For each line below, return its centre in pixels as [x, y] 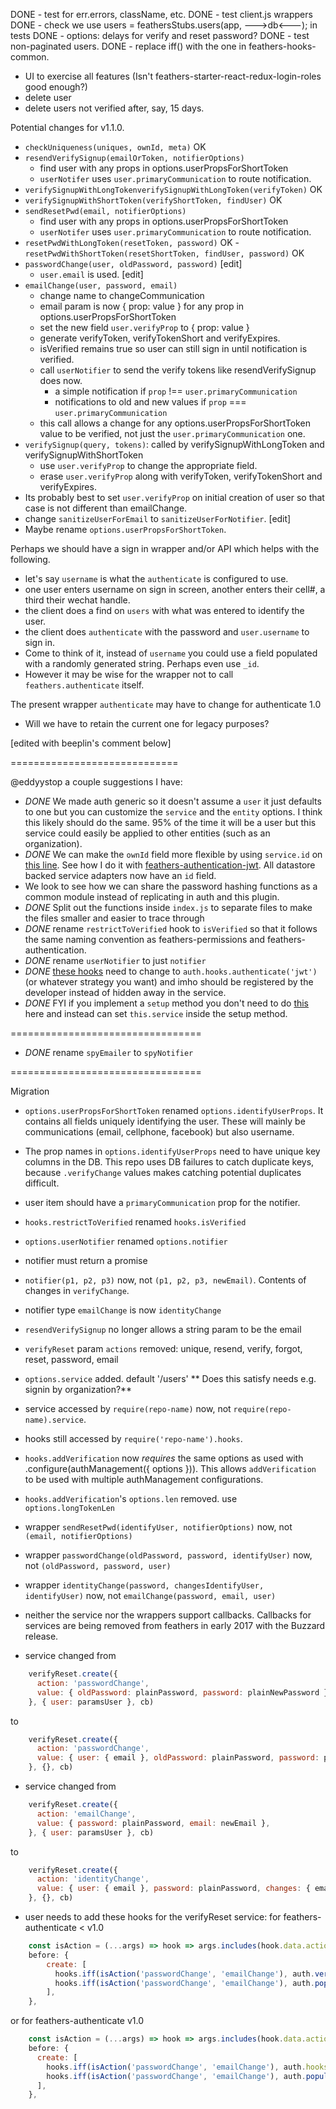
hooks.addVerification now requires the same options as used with [164, 1458]
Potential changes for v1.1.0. [67, 127]
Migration [30, 1091]
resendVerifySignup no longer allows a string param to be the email [163, 1329]
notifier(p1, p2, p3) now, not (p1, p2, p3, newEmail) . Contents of [165, 1280]
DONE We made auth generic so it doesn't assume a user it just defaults [173, 801]
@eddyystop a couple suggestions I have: [96, 782]
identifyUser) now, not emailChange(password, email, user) [150, 1595]
